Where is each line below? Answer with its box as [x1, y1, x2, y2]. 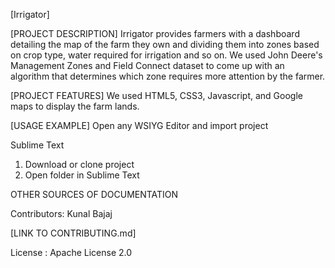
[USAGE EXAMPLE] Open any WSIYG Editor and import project [10, 120, 269, 131]
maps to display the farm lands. [10, 100, 140, 112]
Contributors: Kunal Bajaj [10, 208, 113, 219]
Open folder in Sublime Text [24, 169, 140, 181]
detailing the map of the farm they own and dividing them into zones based [10, 39, 320, 50]
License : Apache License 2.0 [10, 247, 133, 258]
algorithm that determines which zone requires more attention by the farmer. [10, 70, 326, 82]
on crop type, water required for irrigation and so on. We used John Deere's [10, 49, 323, 61]
